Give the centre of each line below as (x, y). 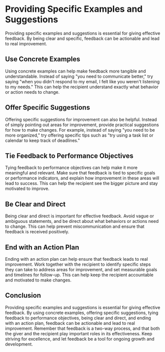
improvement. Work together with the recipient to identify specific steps (78, 264)
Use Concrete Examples (43, 59)
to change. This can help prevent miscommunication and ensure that (75, 227)
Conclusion (23, 296)
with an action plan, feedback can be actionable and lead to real (70, 323)
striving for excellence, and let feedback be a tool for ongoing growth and (80, 339)
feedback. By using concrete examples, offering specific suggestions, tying (82, 313)
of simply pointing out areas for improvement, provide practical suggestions (82, 125)
